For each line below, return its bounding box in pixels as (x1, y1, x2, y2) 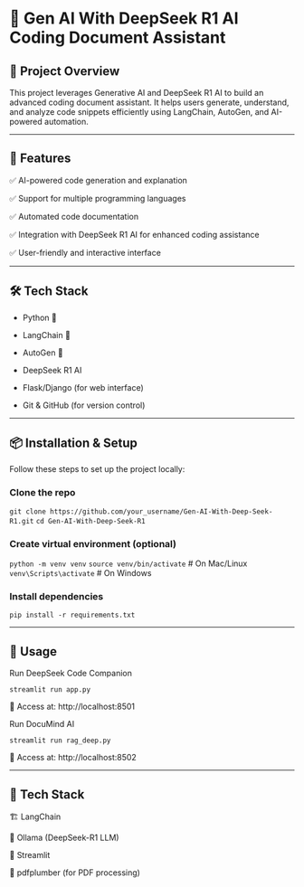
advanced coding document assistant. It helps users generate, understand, (9, 97, 290, 108)
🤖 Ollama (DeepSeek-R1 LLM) (9, 832, 119, 843)
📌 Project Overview (9, 63, 120, 79)
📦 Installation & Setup (9, 436, 138, 451)
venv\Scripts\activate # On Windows (9, 568, 152, 579)
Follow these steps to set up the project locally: (9, 464, 185, 475)
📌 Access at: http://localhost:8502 (9, 752, 138, 763)
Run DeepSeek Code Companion (9, 668, 133, 679)
